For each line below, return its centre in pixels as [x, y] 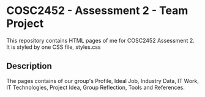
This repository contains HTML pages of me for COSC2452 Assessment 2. [100, 40]
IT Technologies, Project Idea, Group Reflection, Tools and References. [95, 87]
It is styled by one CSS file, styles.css [54, 47]
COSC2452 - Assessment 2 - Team [97, 11]
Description [29, 66]
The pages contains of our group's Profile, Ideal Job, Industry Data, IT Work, [103, 81]
